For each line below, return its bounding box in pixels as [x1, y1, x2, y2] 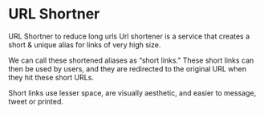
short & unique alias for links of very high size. [8, 39, 161, 49]
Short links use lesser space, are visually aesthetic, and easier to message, [8, 88, 257, 97]
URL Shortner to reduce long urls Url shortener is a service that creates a [8, 31, 250, 41]
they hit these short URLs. [8, 72, 95, 82]
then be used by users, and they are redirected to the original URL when [8, 63, 247, 73]
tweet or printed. [8, 96, 64, 106]
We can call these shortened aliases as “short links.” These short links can [8, 55, 254, 65]
